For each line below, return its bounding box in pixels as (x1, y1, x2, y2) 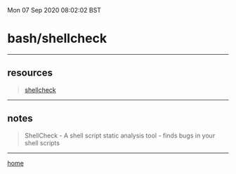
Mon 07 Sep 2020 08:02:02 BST (7, 6, 102, 14)
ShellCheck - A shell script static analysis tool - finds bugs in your (24, 131, 216, 140)
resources (7, 67, 53, 79)
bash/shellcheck (7, 31, 107, 46)
